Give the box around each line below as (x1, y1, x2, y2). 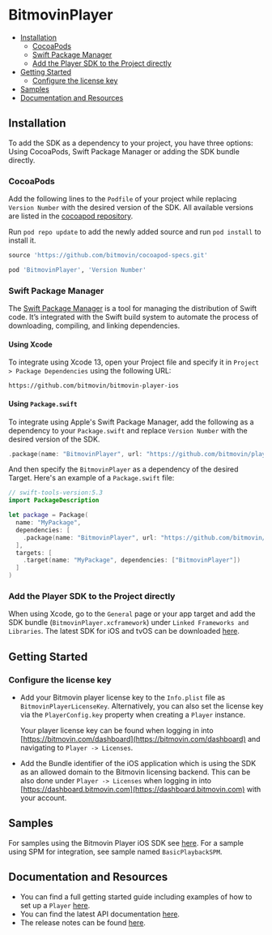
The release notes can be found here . (19, 917, 146, 927)
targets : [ (15, 549, 53, 557)
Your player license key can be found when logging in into (19, 725, 214, 735)
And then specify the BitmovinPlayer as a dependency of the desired (8, 464, 239, 474)
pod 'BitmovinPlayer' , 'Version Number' (8, 265, 147, 274)
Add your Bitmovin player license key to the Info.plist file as (19, 692, 225, 702)
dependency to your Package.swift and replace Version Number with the (8, 425, 249, 435)
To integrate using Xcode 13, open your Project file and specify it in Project (8, 357, 259, 367)
